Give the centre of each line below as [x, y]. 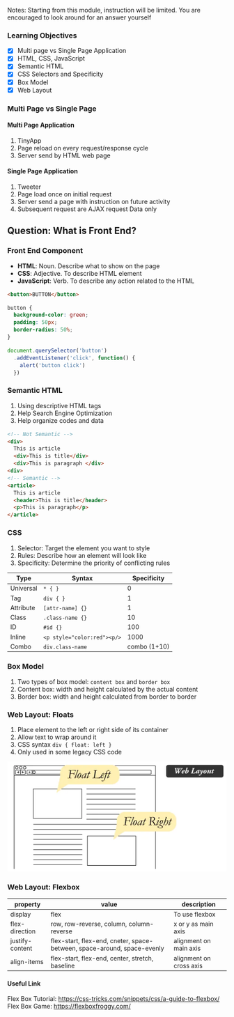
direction [23, 931]
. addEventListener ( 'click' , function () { [75, 358]
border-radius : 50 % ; [43, 330]
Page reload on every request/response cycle [83, 148]
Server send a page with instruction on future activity [94, 202]
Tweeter [29, 187]
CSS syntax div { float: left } [64, 744]
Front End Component [45, 251]
